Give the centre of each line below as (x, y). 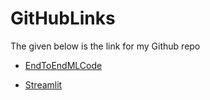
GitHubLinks (63, 18)
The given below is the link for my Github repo (105, 46)
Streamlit (43, 84)
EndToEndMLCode (63, 65)
